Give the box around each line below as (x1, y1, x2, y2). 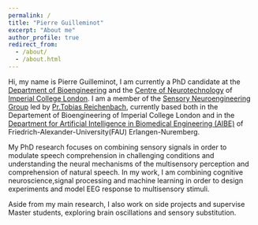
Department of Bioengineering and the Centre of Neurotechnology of (8, 85, 233, 94)
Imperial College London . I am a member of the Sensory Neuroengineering (8, 94, 251, 103)
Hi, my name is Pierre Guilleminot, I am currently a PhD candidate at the (8, 76, 241, 87)
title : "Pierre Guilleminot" (8, 19, 104, 27)
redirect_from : (8, 41, 58, 49)
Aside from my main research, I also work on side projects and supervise (8, 199, 245, 208)
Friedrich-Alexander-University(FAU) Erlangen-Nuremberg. (8, 127, 200, 136)
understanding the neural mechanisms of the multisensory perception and (8, 159, 250, 168)
